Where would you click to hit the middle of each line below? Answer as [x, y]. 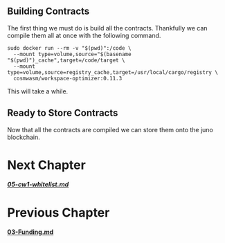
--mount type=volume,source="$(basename [72, 54]
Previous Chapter [58, 212]
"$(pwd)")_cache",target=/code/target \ [66, 60]
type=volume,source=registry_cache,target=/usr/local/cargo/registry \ [112, 72]
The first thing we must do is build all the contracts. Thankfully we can [107, 28]
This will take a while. [38, 91]
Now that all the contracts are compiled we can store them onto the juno [110, 129]
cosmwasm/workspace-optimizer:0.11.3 [68, 78]
